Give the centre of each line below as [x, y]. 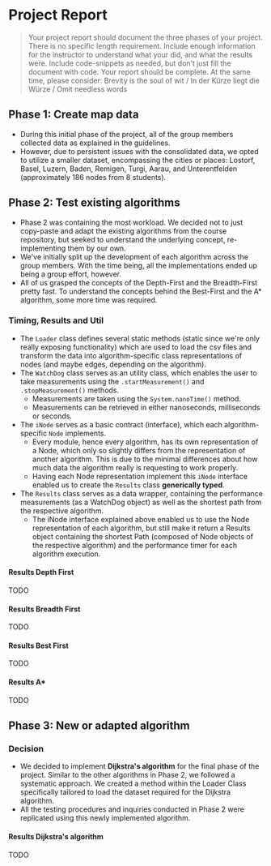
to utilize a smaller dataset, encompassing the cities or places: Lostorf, [138, 160]
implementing [43, 248]
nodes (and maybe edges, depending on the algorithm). [113, 364]
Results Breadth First [44, 609]
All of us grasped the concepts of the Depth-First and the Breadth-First [139, 282]
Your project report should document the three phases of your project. [145, 37]
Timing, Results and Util [56, 320]
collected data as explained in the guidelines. [95, 143]
